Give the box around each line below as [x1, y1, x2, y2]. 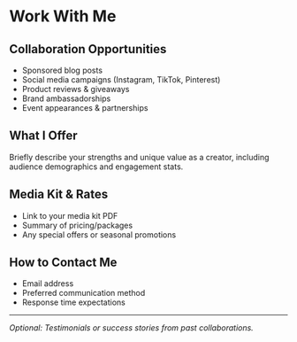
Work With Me [9, 6, 117, 27]
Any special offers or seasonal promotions [21, 229, 177, 240]
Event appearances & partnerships [21, 103, 148, 113]
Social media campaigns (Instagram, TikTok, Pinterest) [21, 74, 221, 85]
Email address [21, 278, 74, 289]
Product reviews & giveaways [21, 84, 130, 94]
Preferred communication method [21, 288, 146, 299]
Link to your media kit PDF [21, 210, 118, 221]
